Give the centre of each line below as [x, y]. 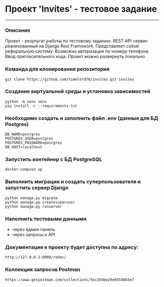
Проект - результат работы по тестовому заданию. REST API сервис [76, 41]
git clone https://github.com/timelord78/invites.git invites [70, 79]
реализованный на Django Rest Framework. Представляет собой [72, 46]
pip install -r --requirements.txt [41, 106]
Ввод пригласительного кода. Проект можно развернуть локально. [76, 57]
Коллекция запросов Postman [43, 269]
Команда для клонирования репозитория [57, 69]
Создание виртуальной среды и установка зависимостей [78, 91]
